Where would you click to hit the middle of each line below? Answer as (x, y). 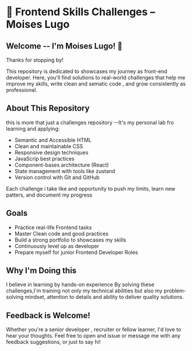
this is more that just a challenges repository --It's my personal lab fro (90, 122)
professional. (22, 90)
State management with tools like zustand (65, 171)
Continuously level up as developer (57, 246)
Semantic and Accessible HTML (53, 140)
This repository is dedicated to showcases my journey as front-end (87, 71)
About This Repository (48, 109)
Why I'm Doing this (41, 271)
